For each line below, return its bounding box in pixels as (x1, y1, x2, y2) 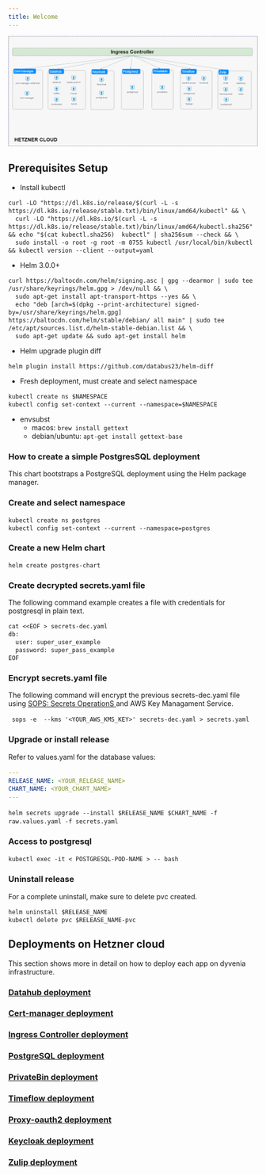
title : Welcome (8, 13, 59, 21)
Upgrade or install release (8, 734, 109, 745)
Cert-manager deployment (8, 1008, 114, 1019)
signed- (174, 300, 200, 308)
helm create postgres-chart (8, 561, 101, 570)
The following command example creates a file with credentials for (8, 598, 226, 608)
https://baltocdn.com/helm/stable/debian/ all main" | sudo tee (8, 316, 225, 324)
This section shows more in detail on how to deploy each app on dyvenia (8, 959, 246, 968)
